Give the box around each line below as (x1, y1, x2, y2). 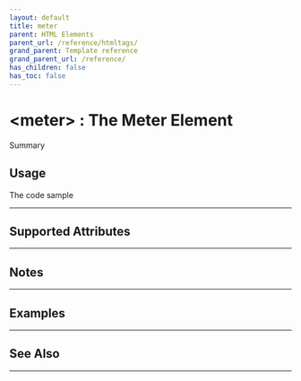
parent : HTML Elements (9, 30, 94, 39)
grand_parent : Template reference (9, 47, 139, 56)
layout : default (9, 13, 70, 22)
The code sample (9, 189, 74, 200)
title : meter (9, 22, 58, 30)
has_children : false (9, 64, 87, 73)
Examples (9, 306, 65, 321)
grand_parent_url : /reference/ (9, 55, 126, 64)
